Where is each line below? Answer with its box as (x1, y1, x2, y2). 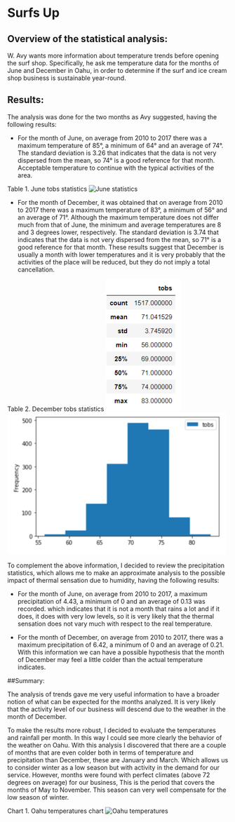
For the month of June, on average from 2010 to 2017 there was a (17, 133, 207, 142)
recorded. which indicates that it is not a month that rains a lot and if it (17, 605, 220, 613)
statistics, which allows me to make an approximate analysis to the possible (7, 568, 226, 577)
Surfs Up (7, 5, 60, 21)
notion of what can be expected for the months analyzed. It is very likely (7, 697, 216, 706)
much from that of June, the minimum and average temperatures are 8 (17, 220, 222, 229)
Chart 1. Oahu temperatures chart (7, 807, 104, 815)
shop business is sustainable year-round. (7, 74, 126, 82)
